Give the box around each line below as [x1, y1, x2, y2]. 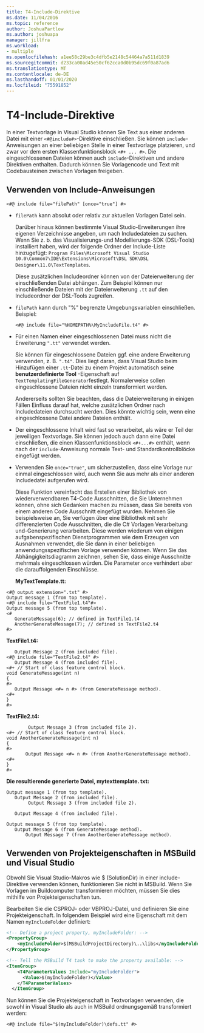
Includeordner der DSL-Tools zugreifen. [15, 292, 114, 299]
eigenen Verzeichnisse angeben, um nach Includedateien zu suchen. [15, 230, 188, 237]
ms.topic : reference [6, 20, 59, 26]
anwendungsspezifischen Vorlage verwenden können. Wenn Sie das [15, 546, 187, 553]
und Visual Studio [6, 857, 75, 868]
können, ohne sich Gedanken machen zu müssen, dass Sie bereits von [15, 501, 192, 508]
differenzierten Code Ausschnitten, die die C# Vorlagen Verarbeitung [15, 520, 188, 528]
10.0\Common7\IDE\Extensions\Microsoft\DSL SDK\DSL [15, 256, 149, 262]
